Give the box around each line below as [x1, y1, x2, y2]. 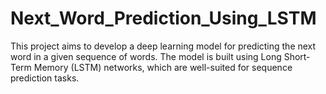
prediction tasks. [10, 72, 80, 84]
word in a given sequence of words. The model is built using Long [10, 50, 282, 62]
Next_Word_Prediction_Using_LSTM [10, 7, 317, 30]
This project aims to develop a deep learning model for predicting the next [10, 40, 317, 52]
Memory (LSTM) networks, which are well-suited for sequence [33, 61, 293, 73]
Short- [283, 50, 311, 62]
